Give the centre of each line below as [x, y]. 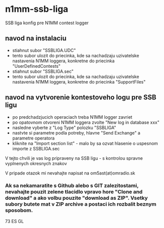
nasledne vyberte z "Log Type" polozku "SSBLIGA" [64, 128]
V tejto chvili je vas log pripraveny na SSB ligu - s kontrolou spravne [74, 158]
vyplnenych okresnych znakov [36, 163]
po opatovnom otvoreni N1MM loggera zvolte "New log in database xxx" [86, 122]
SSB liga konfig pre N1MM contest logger [47, 23]
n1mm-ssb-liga [37, 9]
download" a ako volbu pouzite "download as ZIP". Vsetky [77, 198]
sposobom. [19, 210]
